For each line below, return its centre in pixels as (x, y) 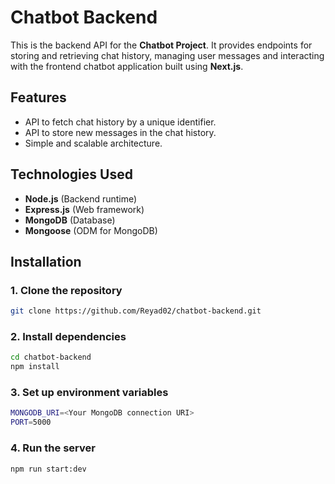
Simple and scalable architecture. (93, 143)
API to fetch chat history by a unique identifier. (120, 122)
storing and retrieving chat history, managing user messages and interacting (167, 55)
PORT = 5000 (31, 422)
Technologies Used (71, 174)
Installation (46, 261)
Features (38, 97)
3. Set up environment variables (89, 393)
